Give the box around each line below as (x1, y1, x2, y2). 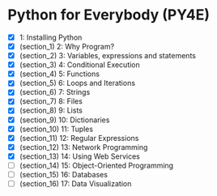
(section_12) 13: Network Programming (19, 142, 148, 151)
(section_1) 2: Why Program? (19, 42, 115, 51)
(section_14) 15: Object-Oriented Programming (19, 160, 174, 170)
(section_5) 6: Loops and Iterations (19, 79, 135, 88)
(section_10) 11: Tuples (19, 124, 94, 134)
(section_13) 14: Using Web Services (19, 151, 141, 161)
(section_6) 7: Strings (19, 87, 91, 97)
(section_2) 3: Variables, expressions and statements (19, 51, 196, 61)
